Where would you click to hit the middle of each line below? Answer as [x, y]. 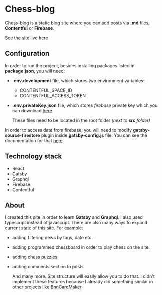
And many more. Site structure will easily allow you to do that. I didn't [83, 276]
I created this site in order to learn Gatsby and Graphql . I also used [74, 217]
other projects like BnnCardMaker [47, 287]
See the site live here [27, 38]
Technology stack [34, 157]
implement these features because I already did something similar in [82, 282]
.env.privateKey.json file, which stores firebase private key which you [85, 105]
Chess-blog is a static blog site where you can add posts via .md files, [77, 23]
